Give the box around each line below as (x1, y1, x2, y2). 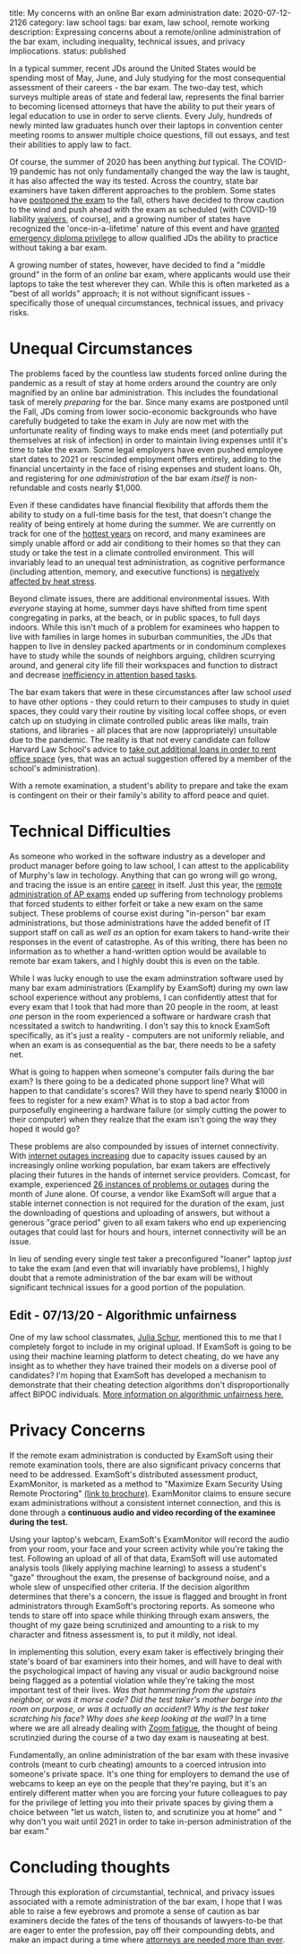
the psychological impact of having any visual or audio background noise (9, 1666, 279, 1676)
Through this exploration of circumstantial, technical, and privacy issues (9, 1886, 275, 1898)
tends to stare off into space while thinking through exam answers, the (9, 1610, 270, 1621)
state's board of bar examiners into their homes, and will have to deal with (9, 1656, 282, 1666)
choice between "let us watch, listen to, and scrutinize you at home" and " (9, 1806, 283, 1817)
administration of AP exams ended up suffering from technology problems (9, 889, 284, 900)
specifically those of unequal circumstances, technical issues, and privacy (9, 297, 284, 308)
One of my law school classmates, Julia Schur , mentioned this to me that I (9, 1331, 282, 1342)
